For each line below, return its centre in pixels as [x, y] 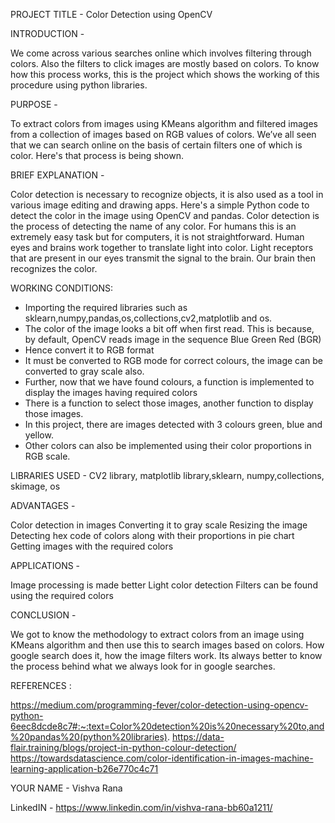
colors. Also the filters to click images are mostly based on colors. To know [165, 63]
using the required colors [62, 595]
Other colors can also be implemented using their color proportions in [168, 445]
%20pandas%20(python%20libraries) [89, 737]
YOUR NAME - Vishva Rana [66, 788]
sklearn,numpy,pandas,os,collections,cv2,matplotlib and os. [148, 318]
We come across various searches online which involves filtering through [161, 53]
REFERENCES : [41, 685]
